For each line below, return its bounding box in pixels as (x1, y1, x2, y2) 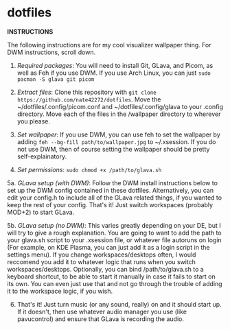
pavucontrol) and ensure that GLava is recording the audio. (16, 314, 184, 323)
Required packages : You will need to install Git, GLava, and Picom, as (16, 61, 214, 69)
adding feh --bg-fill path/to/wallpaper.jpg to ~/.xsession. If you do (16, 137, 216, 145)
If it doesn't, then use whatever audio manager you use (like (16, 307, 187, 316)
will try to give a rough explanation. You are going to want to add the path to (7, 228, 222, 237)
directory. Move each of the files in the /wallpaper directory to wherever (16, 110, 221, 118)
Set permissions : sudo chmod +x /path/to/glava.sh (16, 165, 162, 174)
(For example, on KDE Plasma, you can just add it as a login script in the (7, 243, 210, 251)
